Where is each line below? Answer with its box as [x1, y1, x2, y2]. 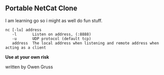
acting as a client [5, 45, 46, 50]
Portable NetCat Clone [5, 4, 77, 13]
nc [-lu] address [5, 27, 42, 32]
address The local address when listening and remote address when [12, 41, 159, 46]
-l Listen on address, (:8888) [12, 31, 92, 37]
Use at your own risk [5, 54, 49, 60]
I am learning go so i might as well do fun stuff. [5, 17, 102, 23]
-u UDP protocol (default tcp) [12, 36, 92, 41]
